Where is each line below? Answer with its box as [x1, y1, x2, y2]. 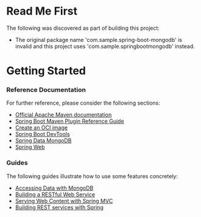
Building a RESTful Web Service [15, 190, 96, 198]
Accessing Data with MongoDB [15, 184, 94, 191]
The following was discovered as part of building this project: [6, 24, 160, 32]
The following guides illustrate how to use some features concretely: [6, 172, 178, 180]
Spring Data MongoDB [15, 137, 72, 144]
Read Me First [6, 4, 78, 18]
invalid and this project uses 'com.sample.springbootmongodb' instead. [15, 43, 195, 50]
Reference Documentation [6, 86, 86, 94]
